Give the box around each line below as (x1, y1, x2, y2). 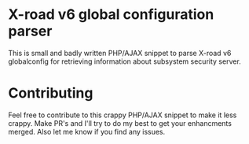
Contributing (8, 84, 93, 102)
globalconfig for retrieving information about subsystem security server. (8, 57, 241, 66)
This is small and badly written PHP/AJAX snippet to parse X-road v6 (8, 48, 232, 57)
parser (8, 22, 53, 40)
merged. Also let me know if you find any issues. (8, 127, 166, 136)
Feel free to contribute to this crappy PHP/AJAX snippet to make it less (8, 110, 237, 120)
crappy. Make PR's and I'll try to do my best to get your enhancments (8, 118, 232, 127)
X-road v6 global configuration (8, 6, 214, 24)
